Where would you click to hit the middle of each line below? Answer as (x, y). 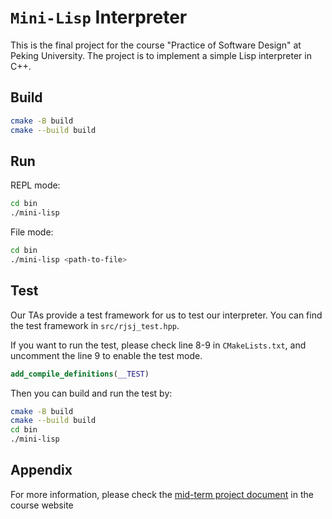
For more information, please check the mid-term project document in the (162, 494)
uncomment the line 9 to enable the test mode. (106, 355)
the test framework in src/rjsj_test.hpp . (95, 325)
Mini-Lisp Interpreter (99, 17)
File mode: (32, 232)
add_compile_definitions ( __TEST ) (80, 374)
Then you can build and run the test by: (91, 393)
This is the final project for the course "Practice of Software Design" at (156, 45)
